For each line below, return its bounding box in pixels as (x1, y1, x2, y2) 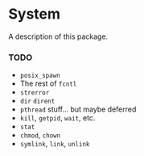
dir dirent (19, 98, 56, 106)
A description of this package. (8, 32, 109, 41)
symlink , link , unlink (19, 139, 90, 149)
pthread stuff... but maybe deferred (19, 104, 137, 114)
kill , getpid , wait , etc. (19, 113, 96, 123)
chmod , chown (19, 130, 61, 140)
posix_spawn (19, 72, 60, 80)
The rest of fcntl (19, 78, 77, 89)
